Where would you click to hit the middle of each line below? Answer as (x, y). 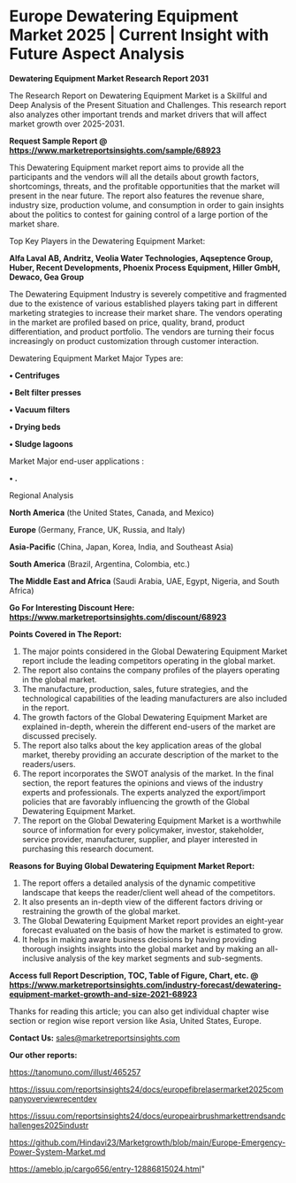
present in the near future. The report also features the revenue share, (137, 196)
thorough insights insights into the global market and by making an (143, 949)
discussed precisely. (59, 735)
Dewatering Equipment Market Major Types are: (96, 358)
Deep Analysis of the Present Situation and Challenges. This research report (148, 104)
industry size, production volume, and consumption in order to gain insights (147, 204)
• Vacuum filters (40, 410)
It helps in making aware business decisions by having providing (139, 939)
